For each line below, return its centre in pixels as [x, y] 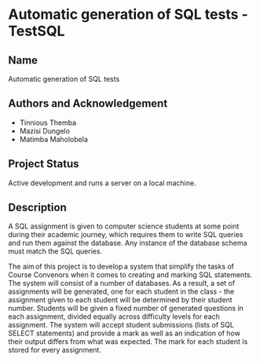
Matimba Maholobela [53, 139]
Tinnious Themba [48, 122]
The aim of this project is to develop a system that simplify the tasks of [121, 267]
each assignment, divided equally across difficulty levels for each [114, 316]
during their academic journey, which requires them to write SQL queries [126, 235]
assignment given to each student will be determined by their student [121, 300]
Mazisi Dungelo [45, 130]
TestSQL [37, 31]
